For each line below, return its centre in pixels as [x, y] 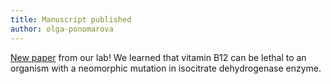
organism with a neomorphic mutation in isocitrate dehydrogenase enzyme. [166, 68]
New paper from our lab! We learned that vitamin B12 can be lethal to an [158, 57]
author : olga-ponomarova [62, 29]
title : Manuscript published [71, 19]
